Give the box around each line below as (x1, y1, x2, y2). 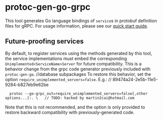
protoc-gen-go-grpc (5, 1, 91, 13)
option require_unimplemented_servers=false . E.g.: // (5, 76, 112, 82)
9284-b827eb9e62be (5, 82, 49, 88)
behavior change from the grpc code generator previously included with (5, 66, 151, 72)
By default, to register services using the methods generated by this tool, (5, 50, 153, 56)
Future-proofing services (5, 37, 84, 46)
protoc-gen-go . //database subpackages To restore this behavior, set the (5, 71, 151, 77)
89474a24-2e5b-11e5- (112, 76, 158, 82)
